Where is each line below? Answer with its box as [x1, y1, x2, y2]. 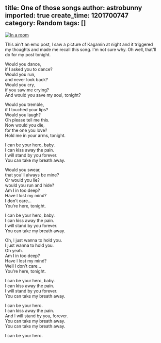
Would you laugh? [5, 112, 41, 118]
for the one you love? [5, 127, 48, 133]
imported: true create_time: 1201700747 [5, 12, 129, 20]
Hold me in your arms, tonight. [5, 132, 66, 138]
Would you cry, [5, 82, 35, 87]
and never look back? [5, 76, 48, 82]
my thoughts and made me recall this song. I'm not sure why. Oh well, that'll [5, 46, 157, 52]
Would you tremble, [5, 102, 45, 107]
